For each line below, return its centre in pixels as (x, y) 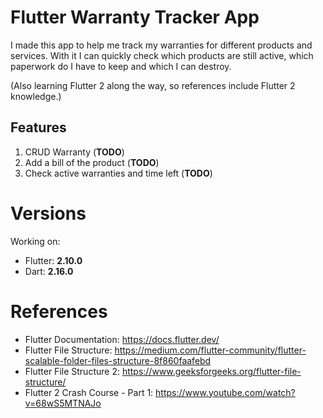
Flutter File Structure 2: (72, 371)
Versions (48, 213)
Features (38, 127)
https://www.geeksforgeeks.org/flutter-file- (211, 371)
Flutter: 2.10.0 (53, 260)
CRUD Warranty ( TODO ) (74, 152)
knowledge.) (36, 96)
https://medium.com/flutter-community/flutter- (210, 350)
